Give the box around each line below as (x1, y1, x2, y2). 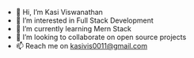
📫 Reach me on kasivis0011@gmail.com (15, 42, 148, 50)
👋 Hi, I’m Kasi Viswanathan (15, 8, 103, 16)
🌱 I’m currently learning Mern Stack (15, 24, 132, 33)
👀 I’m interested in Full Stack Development (15, 16, 154, 25)
